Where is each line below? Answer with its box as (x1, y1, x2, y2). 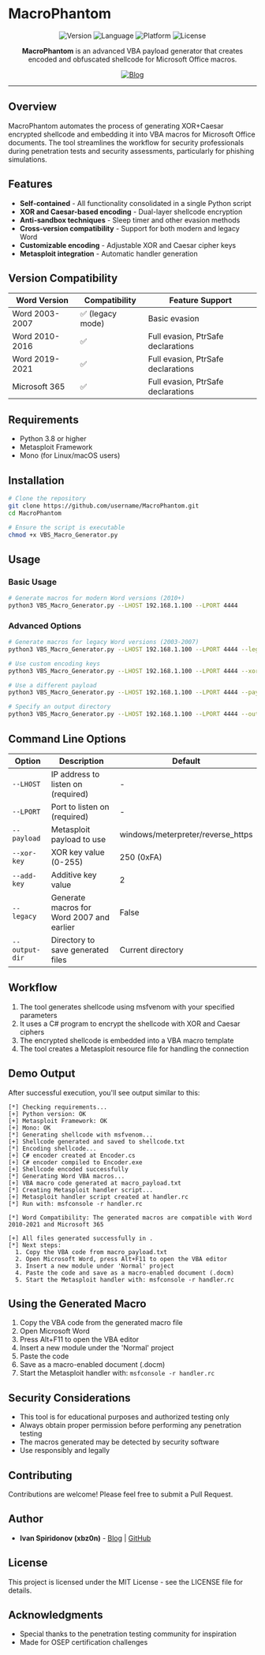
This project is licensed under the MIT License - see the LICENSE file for (8, 1577, 243, 1586)
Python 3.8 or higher (19, 434, 87, 444)
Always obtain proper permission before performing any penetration (19, 1421, 242, 1430)
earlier (50, 921, 75, 932)
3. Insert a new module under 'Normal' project (15, 1262, 175, 1270)
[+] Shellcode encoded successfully (8, 1165, 129, 1173)
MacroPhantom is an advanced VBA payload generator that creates (22, 46, 243, 55)
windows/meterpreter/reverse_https (119, 829, 253, 840)
